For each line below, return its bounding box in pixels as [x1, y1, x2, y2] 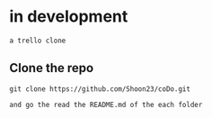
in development [9, 6, 128, 27]
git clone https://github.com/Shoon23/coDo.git [9, 84, 191, 94]
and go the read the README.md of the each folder [9, 100, 203, 109]
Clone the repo [9, 60, 94, 76]
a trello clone [9, 36, 66, 45]
